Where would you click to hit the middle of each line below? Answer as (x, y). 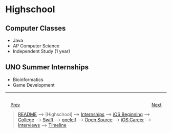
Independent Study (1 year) (41, 51)
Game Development (34, 85)
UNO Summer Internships (47, 67)
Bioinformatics (28, 79)
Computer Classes (36, 28)
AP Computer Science (36, 46)
